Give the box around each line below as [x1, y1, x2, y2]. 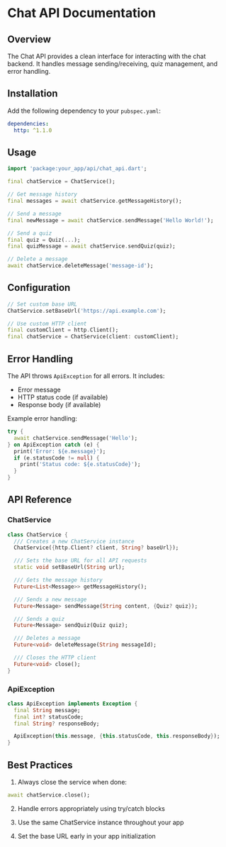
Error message [17, 385, 62, 394]
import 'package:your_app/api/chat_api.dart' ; [7, 165, 147, 172]
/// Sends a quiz [13, 615, 65, 622]
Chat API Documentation [7, 5, 156, 21]
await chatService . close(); [7, 792, 91, 799]
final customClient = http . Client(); [7, 326, 119, 334]
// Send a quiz [7, 229, 52, 237]
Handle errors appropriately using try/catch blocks [17, 804, 165, 813]
